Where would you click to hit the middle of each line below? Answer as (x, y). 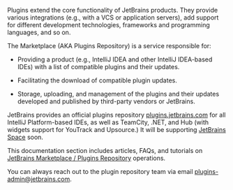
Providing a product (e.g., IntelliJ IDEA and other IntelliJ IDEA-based (115, 59)
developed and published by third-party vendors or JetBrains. (106, 101)
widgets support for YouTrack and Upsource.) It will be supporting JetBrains (117, 130)
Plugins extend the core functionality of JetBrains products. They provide (113, 10)
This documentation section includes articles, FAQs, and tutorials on (105, 151)
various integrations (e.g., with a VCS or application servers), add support (113, 17)
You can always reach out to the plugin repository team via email (100, 171)
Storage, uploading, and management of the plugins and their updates (118, 94)
